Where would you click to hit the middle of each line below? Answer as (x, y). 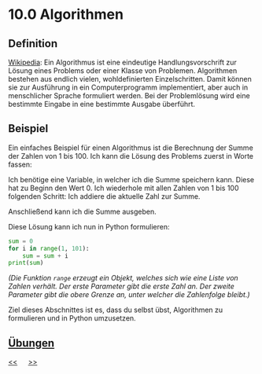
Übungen (31, 343)
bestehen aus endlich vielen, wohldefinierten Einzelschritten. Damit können (130, 79)
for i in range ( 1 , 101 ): (49, 248)
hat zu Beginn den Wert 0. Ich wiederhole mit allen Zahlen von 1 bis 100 (124, 188)
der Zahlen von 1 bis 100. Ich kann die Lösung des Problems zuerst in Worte (131, 156)
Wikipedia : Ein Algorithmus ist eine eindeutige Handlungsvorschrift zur (123, 62)
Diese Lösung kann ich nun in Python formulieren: (89, 226)
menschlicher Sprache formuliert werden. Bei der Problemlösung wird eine (129, 95)
